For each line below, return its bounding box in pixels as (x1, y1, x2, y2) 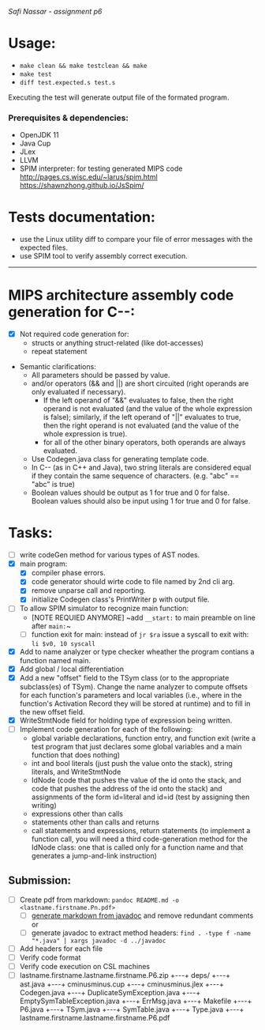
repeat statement (31, 347, 88, 357)
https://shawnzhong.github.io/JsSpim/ (19, 181, 144, 191)
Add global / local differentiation (19, 664, 125, 673)
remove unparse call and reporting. (31, 586, 146, 595)
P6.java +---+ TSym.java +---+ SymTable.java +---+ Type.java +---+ (19, 1005, 244, 1014)
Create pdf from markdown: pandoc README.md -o (19, 895, 180, 904)
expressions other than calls (31, 809, 124, 818)
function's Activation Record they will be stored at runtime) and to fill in (19, 699, 251, 708)
